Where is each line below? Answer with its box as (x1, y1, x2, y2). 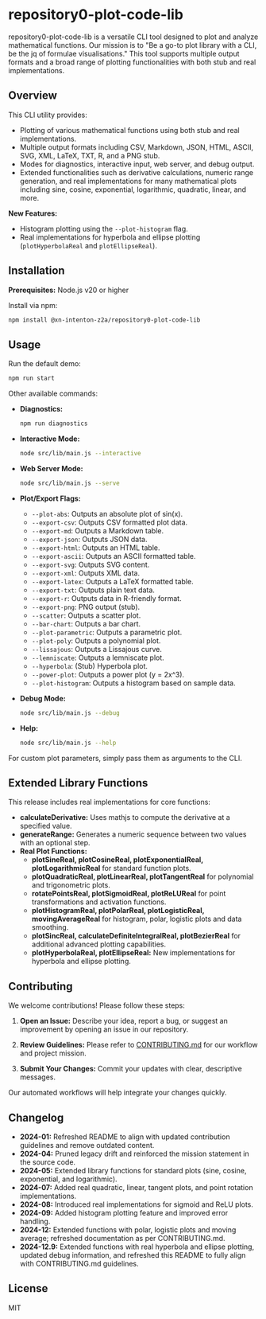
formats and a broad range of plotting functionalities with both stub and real (8, 57, 256, 67)
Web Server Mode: (19, 463, 83, 473)
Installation (8, 264, 65, 278)
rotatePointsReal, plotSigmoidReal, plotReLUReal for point (31, 889, 226, 899)
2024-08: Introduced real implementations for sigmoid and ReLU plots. (19, 1200, 254, 1209)
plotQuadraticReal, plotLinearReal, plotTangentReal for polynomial (31, 872, 254, 881)
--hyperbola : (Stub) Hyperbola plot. (31, 661, 148, 670)
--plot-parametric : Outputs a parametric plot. (31, 627, 183, 637)
